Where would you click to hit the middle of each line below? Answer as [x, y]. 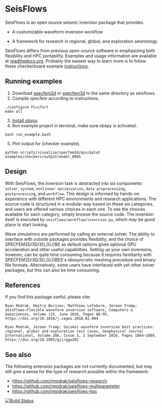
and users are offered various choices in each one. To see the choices [75, 209]
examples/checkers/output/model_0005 [43, 156]
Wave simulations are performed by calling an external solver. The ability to [80, 234]
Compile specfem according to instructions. [56, 98]
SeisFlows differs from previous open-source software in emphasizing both [80, 51]
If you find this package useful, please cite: [48, 297]
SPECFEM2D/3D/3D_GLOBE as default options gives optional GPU [71, 244]
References [23, 285]
